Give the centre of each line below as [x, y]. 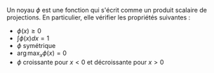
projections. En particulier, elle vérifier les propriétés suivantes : [99, 17]
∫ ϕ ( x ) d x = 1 [33, 38]
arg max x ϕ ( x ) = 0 [42, 54]
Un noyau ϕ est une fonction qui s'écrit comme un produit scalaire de [107, 10]
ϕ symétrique [36, 46]
